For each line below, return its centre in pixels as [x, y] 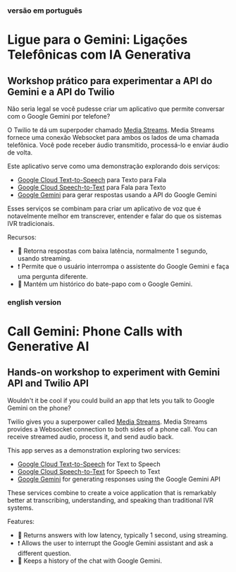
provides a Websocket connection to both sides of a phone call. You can [112, 429]
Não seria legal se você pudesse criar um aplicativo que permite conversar [116, 109]
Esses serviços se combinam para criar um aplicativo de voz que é [104, 208]
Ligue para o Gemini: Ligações [98, 40]
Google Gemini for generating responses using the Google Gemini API [119, 479]
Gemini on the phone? [39, 407]
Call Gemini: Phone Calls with [95, 332]
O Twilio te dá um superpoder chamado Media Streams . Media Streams [111, 130]
